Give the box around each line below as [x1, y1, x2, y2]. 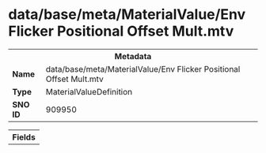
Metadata [114, 50, 152, 62]
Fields [12, 132, 36, 143]
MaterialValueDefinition [45, 86, 133, 97]
